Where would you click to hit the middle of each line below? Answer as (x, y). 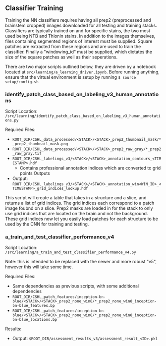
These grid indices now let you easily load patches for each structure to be (82, 219)
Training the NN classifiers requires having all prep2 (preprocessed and (78, 20)
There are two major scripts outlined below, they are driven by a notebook (81, 66)
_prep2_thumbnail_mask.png (40, 144)
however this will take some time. (39, 267)
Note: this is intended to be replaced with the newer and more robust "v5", (81, 262)
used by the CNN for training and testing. (47, 224)
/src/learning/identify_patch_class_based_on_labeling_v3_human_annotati (83, 116)
